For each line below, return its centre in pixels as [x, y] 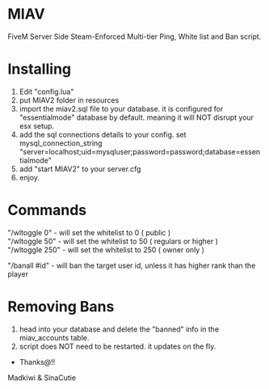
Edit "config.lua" [46, 91]
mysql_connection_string [61, 143]
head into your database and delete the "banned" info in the [119, 329]
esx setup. [36, 125]
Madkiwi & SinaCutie [42, 378]
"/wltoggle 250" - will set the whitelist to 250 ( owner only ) [106, 249]
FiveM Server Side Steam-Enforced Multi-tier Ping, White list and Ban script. [134, 36]
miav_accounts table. [54, 337]
